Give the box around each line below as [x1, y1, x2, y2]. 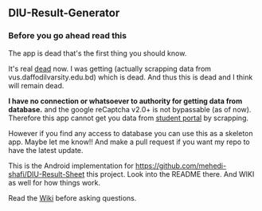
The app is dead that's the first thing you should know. [8, 48, 187, 58]
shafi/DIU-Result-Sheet [8, 169, 85, 178]
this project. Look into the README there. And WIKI [86, 169, 255, 178]
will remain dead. [8, 80, 65, 90]
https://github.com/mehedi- [135, 161, 227, 170]
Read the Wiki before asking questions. [8, 193, 137, 202]
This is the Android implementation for [8, 161, 134, 170]
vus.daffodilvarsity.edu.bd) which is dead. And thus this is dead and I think [8, 72, 253, 82]
